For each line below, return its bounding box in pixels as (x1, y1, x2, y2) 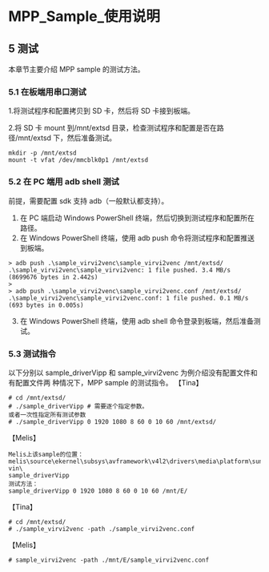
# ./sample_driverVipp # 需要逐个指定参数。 (8, 402, 148, 410)
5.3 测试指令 (8, 348, 56, 359)
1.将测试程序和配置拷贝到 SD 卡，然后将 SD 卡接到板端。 (8, 106, 195, 116)
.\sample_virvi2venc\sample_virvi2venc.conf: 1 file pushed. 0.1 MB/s (8, 294, 249, 302)
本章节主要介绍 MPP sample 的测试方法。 (8, 65, 145, 74)
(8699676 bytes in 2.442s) (8, 273, 98, 281)
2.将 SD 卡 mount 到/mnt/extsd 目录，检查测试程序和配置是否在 (8, 123, 218, 133)
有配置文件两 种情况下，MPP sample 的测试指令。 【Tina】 (8, 377, 203, 387)
